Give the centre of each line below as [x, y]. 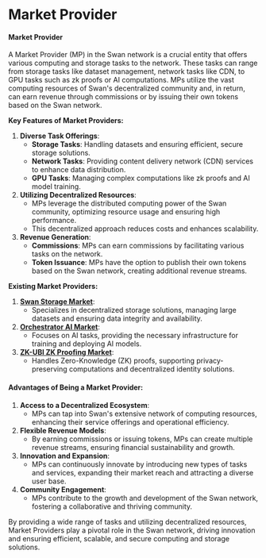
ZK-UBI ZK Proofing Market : [67, 352]
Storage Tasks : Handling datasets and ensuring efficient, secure [137, 144]
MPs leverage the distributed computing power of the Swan [129, 203]
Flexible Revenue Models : [63, 430]
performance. [54, 221]
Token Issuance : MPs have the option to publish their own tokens [139, 263]
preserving [49, 369]
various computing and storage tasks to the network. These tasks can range [133, 63]
